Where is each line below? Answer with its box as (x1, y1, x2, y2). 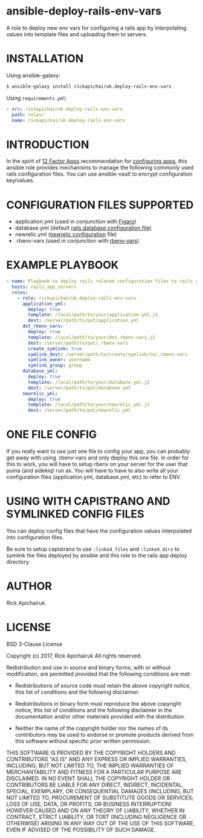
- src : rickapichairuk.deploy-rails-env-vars (6, 106, 123, 112)
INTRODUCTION (6, 138, 89, 152)
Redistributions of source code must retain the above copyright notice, (14, 682, 192, 689)
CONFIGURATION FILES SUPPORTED (6, 198, 194, 212)
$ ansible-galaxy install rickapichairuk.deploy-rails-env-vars (6, 83, 172, 89)
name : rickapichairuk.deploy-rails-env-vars (11, 117, 126, 123)
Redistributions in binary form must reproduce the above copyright (14, 700, 181, 707)
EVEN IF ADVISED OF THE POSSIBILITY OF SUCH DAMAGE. (6, 826, 156, 833)
